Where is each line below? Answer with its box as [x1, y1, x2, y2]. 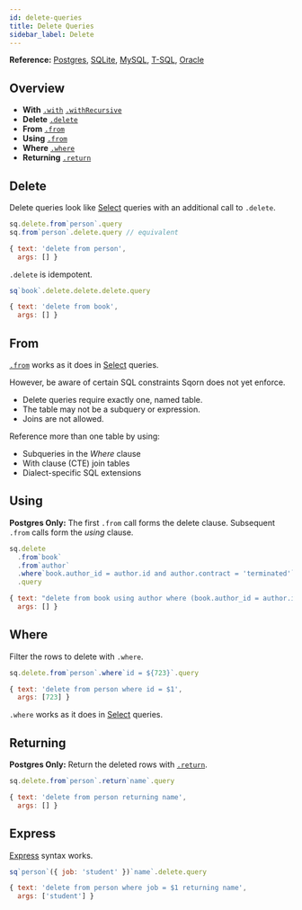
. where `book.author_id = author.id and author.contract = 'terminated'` [17, 569, 296, 578]
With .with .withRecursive [22, 104, 122, 115]
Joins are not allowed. [22, 413, 105, 424]
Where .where [22, 143, 75, 154]
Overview [9, 80, 66, 95]
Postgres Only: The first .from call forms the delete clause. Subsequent [9, 517, 276, 528]
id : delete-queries [9, 13, 83, 22]
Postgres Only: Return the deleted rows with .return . [9, 759, 209, 770]
